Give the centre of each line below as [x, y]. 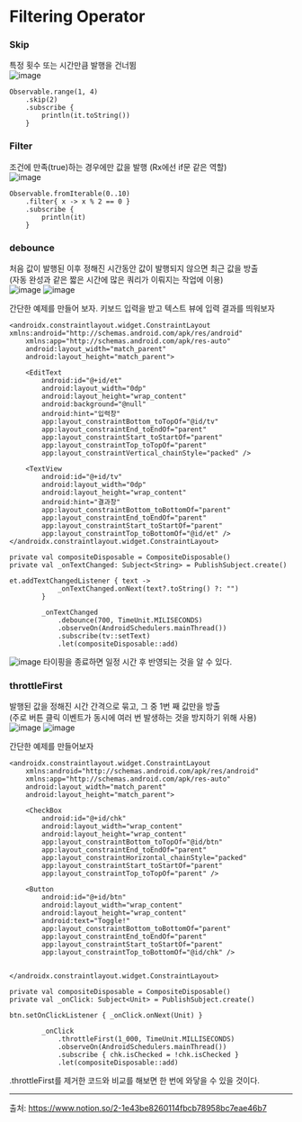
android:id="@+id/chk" [84, 819]
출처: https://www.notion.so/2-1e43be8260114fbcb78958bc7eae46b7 [138, 1108]
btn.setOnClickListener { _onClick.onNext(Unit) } [106, 1016]
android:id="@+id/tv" [82, 477]
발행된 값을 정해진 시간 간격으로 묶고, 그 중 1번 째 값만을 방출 [115, 706]
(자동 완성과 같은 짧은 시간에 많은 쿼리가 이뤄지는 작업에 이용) [116, 280]
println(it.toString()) [86, 116]
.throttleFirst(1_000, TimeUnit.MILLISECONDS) [146, 1039]
